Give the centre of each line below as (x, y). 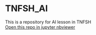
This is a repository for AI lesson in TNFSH (48, 22)
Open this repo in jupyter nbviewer (40, 27)
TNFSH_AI (27, 9)
